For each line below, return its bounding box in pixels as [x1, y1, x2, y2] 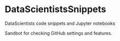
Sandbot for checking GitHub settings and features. [5, 30, 112, 36]
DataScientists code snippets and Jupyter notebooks [5, 20, 115, 26]
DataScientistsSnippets [5, 4, 106, 15]
